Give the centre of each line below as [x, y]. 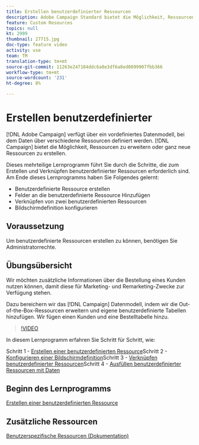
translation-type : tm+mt [37, 61]
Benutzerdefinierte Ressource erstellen [62, 189]
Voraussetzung [35, 226]
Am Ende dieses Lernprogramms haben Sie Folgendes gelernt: [83, 177]
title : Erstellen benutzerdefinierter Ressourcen [69, 12]
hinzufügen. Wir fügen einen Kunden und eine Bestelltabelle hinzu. [88, 317]
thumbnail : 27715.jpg [33, 39]
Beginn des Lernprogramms [59, 388]
